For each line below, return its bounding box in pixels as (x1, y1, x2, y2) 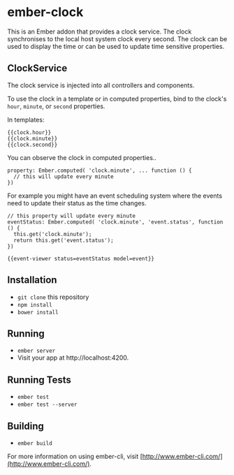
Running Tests (7, 374, 71, 386)
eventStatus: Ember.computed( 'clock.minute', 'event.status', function (7, 218, 224, 226)
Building (7, 420, 44, 432)
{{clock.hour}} (7, 129, 52, 136)
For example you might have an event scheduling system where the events (7, 191, 222, 200)
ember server (17, 347, 56, 355)
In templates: (7, 115, 45, 124)
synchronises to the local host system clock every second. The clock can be (7, 34, 228, 43)
